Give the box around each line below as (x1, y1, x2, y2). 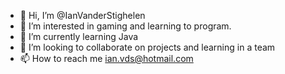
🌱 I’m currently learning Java (19, 31, 139, 42)
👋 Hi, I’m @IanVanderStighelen (19, 10, 146, 21)
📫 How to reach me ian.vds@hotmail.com (19, 53, 194, 64)
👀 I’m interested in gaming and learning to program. (19, 20, 232, 32)
